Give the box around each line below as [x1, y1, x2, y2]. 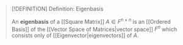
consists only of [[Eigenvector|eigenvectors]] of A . [11, 32, 139, 39]
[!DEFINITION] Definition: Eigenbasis [11, 5, 104, 12]
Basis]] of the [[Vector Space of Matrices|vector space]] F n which [11, 24, 178, 33]
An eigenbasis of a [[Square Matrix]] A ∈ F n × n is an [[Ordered [11, 17, 171, 25]
